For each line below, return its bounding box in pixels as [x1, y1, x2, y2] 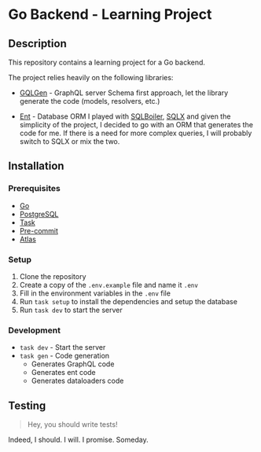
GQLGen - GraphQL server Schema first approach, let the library [19, 88, 229, 97]
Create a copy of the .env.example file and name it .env [19, 280, 199, 289]
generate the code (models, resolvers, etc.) [19, 97, 160, 105]
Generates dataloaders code [31, 376, 124, 386]
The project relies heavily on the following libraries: [8, 73, 174, 82]
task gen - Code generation [19, 351, 110, 361]
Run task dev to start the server [19, 305, 123, 314]
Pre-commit [19, 226, 59, 235]
